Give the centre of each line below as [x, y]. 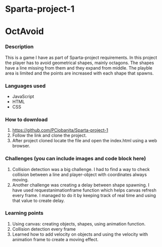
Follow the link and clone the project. [49, 135]
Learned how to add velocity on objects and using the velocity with [80, 234]
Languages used [25, 86]
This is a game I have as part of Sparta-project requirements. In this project [81, 57]
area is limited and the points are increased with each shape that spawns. [79, 73]
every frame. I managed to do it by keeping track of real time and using [84, 195]
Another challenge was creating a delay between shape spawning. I [81, 185]
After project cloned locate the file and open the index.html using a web [84, 141]
